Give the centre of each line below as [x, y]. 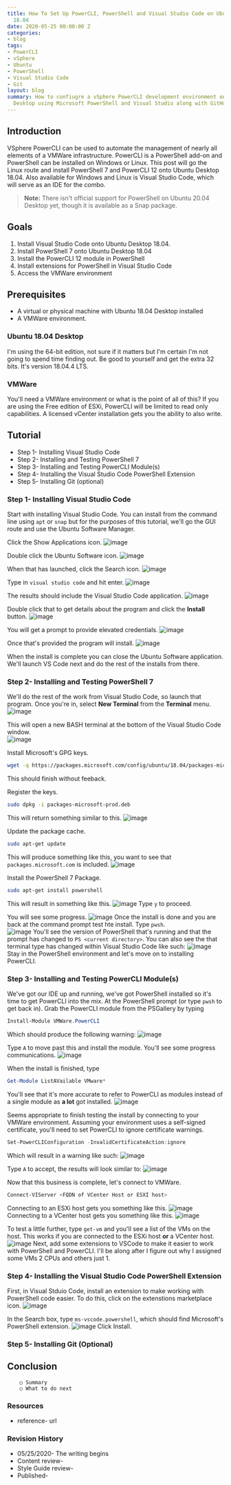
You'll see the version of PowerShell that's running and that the [122, 932]
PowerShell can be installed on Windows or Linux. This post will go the [107, 162]
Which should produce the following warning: [71, 1034]
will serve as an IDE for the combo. [56, 184]
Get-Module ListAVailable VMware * [57, 1081]
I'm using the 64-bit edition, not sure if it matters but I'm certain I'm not [108, 351]
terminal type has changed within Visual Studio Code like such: [96, 946]
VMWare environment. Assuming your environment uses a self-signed [107, 1122]
